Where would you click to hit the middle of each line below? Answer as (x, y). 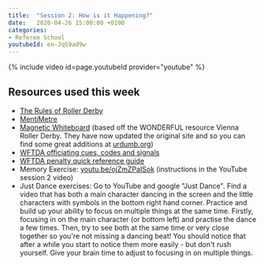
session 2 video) (46, 177)
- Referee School (37, 37)
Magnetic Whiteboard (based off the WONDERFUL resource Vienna (129, 127)
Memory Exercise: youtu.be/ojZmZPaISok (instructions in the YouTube (133, 169)
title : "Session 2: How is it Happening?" (81, 15)
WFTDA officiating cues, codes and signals (89, 152)
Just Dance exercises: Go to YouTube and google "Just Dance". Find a (133, 186)
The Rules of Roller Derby (61, 110)
